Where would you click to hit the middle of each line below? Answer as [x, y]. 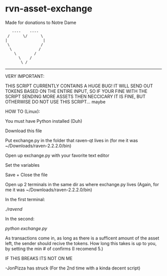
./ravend [14, 209]
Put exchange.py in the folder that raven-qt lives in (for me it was [72, 140]
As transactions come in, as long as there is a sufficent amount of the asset [82, 238]
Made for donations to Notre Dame [41, 22]
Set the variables [22, 165]
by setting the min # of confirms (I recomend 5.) [54, 249]
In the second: [20, 219]
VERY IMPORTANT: [25, 76]
